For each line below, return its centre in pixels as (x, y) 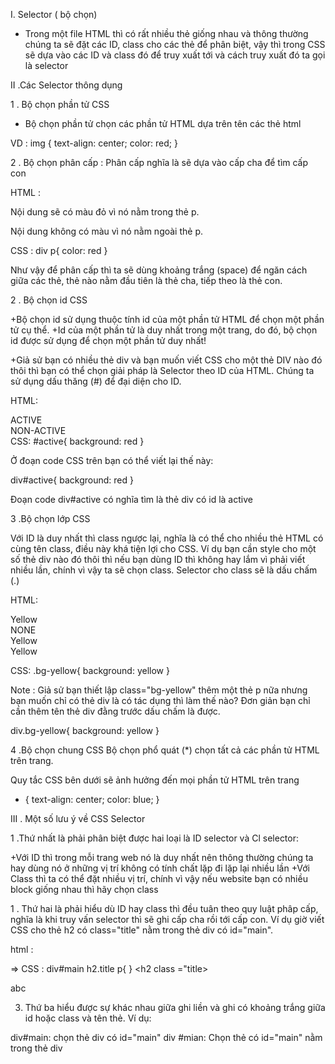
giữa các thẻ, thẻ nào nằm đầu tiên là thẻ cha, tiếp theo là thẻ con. (146, 280)
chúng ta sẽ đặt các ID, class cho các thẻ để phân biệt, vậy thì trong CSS (175, 44)
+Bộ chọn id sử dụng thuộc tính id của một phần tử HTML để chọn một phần (167, 319)
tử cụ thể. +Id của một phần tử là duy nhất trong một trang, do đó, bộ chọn (164, 330)
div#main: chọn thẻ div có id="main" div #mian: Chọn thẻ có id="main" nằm (166, 1037)
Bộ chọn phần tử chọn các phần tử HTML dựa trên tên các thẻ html (163, 123)
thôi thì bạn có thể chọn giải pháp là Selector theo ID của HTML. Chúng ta (162, 370)
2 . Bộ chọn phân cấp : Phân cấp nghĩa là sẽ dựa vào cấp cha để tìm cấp (159, 162)
